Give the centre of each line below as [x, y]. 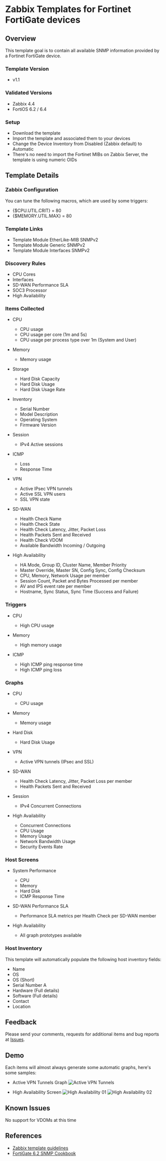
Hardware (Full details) [36, 990]
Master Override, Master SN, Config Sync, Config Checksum [82, 570]
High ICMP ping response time [51, 664]
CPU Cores [24, 274]
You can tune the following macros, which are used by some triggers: [77, 201]
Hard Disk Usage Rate [42, 390]
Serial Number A [29, 985]
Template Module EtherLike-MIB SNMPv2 [55, 240]
